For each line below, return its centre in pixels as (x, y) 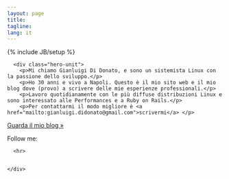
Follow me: (22, 139)
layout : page (26, 13)
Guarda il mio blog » (35, 126)
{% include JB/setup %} (41, 52)
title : (16, 20)
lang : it (20, 33)
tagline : (20, 26)
